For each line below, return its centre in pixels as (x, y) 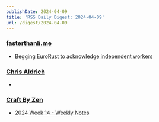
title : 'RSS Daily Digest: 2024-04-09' (55, 17)
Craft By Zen (25, 99)
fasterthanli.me (29, 43)
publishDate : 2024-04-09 (37, 12)
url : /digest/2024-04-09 (37, 23)
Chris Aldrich (26, 72)
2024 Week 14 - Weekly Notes (52, 113)
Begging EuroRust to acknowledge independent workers (84, 56)
